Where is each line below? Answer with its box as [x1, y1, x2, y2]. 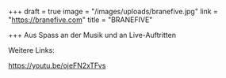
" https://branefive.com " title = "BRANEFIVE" [8, 15, 153, 24]
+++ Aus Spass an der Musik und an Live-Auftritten [8, 31, 177, 39]
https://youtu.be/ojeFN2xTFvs [8, 61, 106, 70]
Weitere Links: [8, 46, 56, 54]
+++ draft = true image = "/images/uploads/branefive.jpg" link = [8, 7, 218, 16]
